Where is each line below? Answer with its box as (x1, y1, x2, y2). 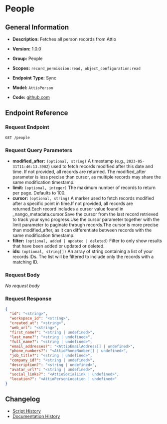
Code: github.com (12, 94, 50, 100)
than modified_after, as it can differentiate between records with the (12, 227, 152, 233)
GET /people (5, 135, 30, 140)
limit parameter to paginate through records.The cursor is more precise (12, 221, 159, 227)
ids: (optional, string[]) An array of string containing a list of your (12, 248, 153, 254)
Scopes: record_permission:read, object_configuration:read (12, 65, 141, 71)
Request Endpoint (5, 123, 49, 130)
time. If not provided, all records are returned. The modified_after (12, 168, 146, 174)
